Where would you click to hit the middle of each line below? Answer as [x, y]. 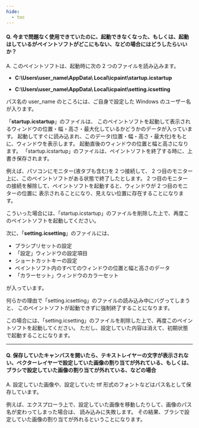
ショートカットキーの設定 [46, 260]
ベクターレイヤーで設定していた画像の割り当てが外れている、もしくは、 [104, 363]
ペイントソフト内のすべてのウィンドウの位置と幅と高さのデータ [92, 268]
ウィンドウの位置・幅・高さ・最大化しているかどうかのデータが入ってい [99, 128]
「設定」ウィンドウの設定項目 [51, 253]
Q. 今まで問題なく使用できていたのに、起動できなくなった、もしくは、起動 [98, 37]
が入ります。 [22, 109]
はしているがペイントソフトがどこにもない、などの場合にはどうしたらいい [97, 44]
